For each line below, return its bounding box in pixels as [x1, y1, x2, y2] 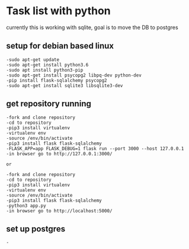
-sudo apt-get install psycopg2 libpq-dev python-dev [6, 72, 142, 78]
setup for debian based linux [6, 41, 114, 51]
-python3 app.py [6, 203, 46, 209]
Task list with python [6, 4, 111, 18]
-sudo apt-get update [6, 56, 60, 63]
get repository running [6, 99, 92, 109]
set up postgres [6, 224, 66, 234]
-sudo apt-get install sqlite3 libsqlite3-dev [6, 82, 123, 88]
